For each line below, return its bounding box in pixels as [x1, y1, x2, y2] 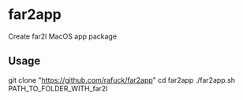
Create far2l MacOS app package [8, 31, 117, 41]
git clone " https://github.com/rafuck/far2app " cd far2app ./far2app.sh [8, 75, 235, 84]
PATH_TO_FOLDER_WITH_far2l [8, 83, 108, 93]
